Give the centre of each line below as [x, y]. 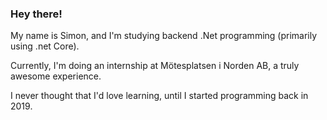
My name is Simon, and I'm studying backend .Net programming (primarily [164, 36]
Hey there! [36, 14]
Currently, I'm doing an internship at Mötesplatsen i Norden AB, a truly [155, 66]
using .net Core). [45, 46]
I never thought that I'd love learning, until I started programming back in [159, 96]
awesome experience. [56, 76]
